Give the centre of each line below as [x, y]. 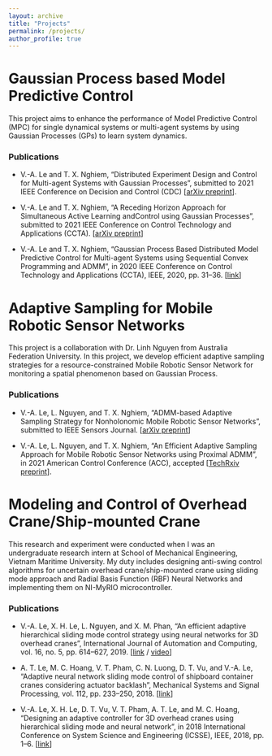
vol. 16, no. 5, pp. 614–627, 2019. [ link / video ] [96, 652]
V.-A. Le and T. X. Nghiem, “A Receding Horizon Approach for [123, 207]
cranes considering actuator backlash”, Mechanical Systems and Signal [140, 684]
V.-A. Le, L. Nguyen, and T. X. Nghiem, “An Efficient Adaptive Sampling [138, 445]
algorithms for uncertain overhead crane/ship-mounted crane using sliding [133, 570]
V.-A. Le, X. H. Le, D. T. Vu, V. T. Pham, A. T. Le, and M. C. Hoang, [130, 709]
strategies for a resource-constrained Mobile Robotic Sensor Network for [131, 365]
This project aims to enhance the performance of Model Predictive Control [133, 119]
